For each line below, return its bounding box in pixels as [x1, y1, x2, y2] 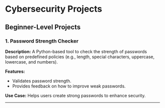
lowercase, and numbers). [5, 59, 58, 65]
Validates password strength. [12, 78, 72, 84]
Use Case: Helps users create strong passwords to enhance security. [5, 92, 146, 98]
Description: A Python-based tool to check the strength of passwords [5, 48, 147, 54]
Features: [5, 68, 26, 74]
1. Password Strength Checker [5, 38, 79, 44]
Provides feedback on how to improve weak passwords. [12, 83, 126, 89]
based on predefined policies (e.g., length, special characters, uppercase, [5, 54, 155, 60]
